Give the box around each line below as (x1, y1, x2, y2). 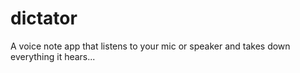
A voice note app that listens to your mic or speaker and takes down (10, 40, 291, 52)
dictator (10, 7, 78, 30)
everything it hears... (10, 50, 96, 62)
